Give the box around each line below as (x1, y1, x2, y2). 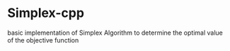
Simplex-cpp (7, 5, 85, 21)
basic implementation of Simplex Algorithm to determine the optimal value (7, 28, 223, 37)
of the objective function (7, 35, 79, 44)
